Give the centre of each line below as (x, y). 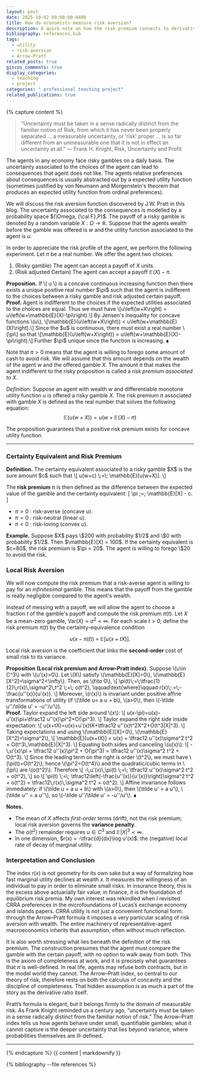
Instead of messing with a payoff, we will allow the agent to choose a (90, 607)
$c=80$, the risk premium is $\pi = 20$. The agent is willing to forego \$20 (98, 548)
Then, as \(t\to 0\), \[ (93, 681)
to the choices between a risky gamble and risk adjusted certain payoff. (94, 296)
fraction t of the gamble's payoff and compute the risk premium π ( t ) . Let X (97, 614)
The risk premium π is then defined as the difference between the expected (99, 487)
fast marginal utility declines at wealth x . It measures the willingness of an (96, 879)
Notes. (15, 807)
